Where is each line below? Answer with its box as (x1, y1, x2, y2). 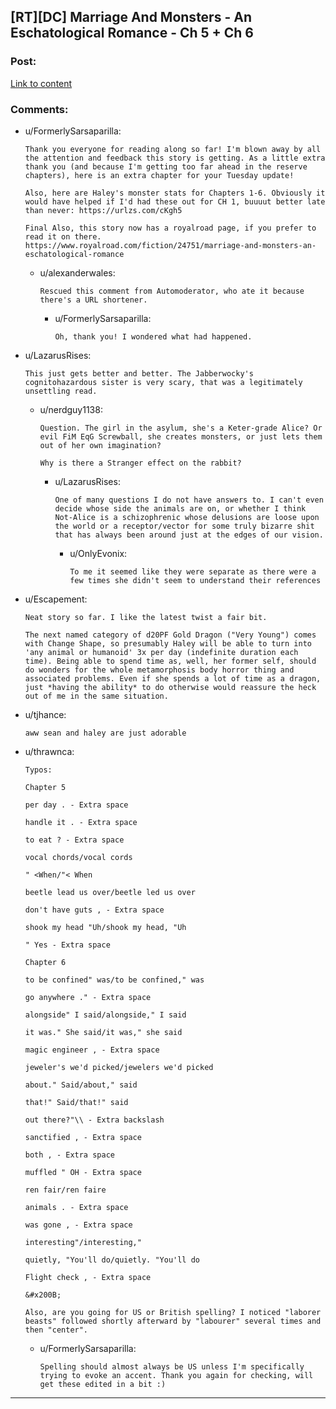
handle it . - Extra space (24, 817, 138, 827)
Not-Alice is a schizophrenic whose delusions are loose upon (54, 512, 320, 522)
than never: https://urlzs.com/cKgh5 (24, 205, 183, 215)
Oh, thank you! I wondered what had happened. (54, 331, 253, 342)
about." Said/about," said (24, 1080, 138, 1090)
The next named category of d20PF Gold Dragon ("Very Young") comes (24, 630, 317, 640)
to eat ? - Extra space (24, 835, 125, 845)
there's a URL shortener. (39, 295, 148, 305)
